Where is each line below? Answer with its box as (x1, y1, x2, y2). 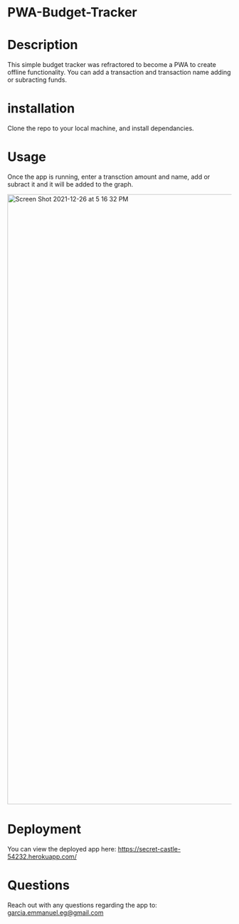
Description (7, 37, 78, 53)
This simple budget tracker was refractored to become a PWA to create (7, 61, 217, 69)
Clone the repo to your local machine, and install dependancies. (7, 124, 194, 132)
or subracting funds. (7, 75, 68, 84)
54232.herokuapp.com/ (7, 852, 77, 861)
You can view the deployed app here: (7, 844, 117, 853)
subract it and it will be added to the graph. (7, 180, 134, 189)
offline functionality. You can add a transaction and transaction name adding (7, 68, 231, 77)
